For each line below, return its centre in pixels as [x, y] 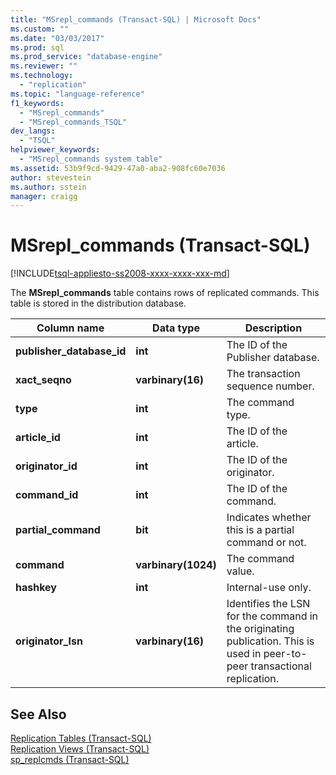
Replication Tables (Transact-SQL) [81, 738]
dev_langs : [33, 131]
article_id [38, 438]
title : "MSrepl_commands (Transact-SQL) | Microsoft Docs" [136, 19]
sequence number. [270, 386]
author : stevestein [51, 177]
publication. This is [270, 641]
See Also [38, 714]
